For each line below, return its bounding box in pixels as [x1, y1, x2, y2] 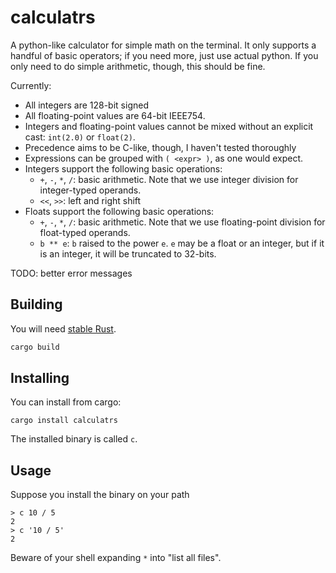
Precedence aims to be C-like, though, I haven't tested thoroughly [24, 141, 297, 153]
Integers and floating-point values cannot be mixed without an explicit [24, 120, 314, 132]
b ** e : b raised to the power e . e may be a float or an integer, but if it [39, 237, 325, 249]
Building [10, 296, 63, 313]
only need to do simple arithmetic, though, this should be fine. [10, 60, 266, 72]
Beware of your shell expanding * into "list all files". [10, 552, 222, 564]
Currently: [10, 79, 52, 91]
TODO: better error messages [10, 267, 133, 279]
